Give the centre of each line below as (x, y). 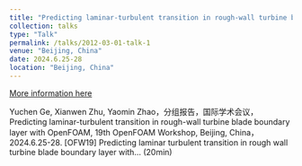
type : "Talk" (34, 34)
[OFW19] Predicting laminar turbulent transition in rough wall (176, 142)
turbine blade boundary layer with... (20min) (91, 152)
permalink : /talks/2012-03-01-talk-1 (80, 43)
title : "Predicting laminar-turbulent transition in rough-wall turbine (148, 17)
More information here (51, 93)
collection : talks (44, 26)
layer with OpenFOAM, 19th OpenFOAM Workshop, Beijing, (118, 132)
